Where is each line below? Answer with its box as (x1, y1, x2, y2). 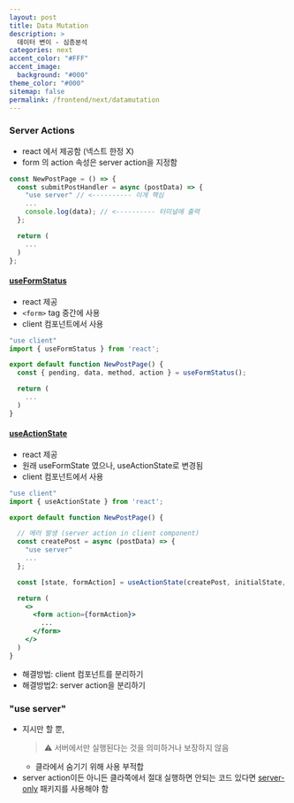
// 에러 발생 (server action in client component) (17, 529, 200, 538)
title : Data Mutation (9, 21, 89, 30)
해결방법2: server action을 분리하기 (21, 679, 146, 691)
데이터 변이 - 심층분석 (17, 37, 88, 47)
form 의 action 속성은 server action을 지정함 (21, 157, 178, 167)
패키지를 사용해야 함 (39, 784, 109, 793)
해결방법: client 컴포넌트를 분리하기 (21, 668, 144, 679)
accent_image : (9, 63, 62, 72)
